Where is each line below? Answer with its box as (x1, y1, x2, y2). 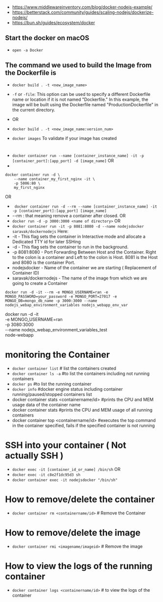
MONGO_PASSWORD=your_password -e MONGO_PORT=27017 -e (5, 294, 117, 299)
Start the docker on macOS (5, 34, 90, 42)
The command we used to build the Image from (5, 61, 152, 69)
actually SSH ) (5, 450, 64, 461)
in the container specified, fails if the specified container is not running (12, 422, 155, 428)
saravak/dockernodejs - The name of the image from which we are (12, 275, 147, 281)
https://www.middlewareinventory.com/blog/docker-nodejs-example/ (12, 4, 153, 10)
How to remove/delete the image (5, 527, 141, 538)
